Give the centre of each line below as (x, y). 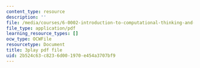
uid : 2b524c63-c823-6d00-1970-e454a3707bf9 (61, 56)
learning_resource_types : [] (42, 34)
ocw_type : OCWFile (29, 39)
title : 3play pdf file (34, 50)
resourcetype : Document (36, 45)
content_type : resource (36, 12)
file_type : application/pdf (41, 28)
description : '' (26, 17)
